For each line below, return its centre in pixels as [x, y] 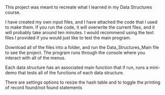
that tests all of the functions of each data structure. [71, 73]
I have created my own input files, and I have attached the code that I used [81, 22]
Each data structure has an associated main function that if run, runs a [77, 67]
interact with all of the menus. [35, 58]
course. [13, 12]
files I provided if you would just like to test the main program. [68, 38]
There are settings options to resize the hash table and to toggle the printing [83, 82]
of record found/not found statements [44, 88]
